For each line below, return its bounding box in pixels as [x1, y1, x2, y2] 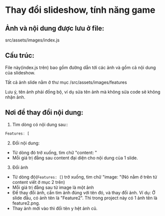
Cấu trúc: [5, 51, 34, 60]
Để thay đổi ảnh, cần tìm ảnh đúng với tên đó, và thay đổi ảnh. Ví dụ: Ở [12, 189, 156, 195]
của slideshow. [5, 70, 35, 75]
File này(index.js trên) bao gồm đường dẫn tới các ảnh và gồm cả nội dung [5, 64, 156, 71]
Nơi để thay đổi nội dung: [5, 108, 84, 117]
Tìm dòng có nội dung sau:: [12, 121, 68, 127]
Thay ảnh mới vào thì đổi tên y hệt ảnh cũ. [12, 205, 98, 211]
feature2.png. [12, 200, 40, 206]
